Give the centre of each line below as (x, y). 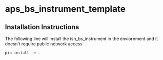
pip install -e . (23, 53)
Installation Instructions (42, 27)
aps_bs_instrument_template (65, 9)
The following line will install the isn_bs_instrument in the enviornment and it (81, 39)
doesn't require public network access (44, 44)
